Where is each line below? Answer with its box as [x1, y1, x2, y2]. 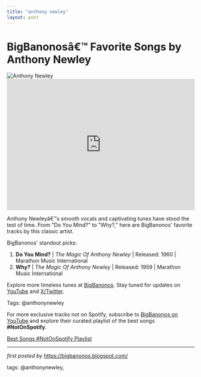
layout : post [7, 14, 39, 20]
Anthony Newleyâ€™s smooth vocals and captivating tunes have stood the [7, 215, 190, 223]
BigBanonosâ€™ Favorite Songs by [7, 40, 182, 54]
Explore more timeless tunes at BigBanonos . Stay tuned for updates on [7, 282, 181, 289]
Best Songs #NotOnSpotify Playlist [7, 335, 92, 342]
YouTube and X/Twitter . [7, 288, 64, 295]
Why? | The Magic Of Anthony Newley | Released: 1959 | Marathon [15, 264, 181, 271]
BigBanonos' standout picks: [7, 239, 78, 246]
